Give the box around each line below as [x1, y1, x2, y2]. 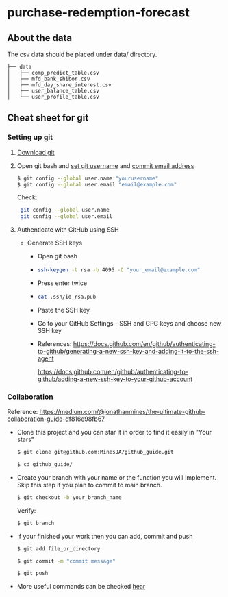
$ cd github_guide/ [16, 461, 73, 468]
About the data [7, 32, 73, 44]
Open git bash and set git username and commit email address [16, 161, 194, 169]
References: [37, 339, 72, 348]
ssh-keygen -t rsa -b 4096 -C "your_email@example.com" [37, 267, 201, 273]
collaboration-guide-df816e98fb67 [7, 415, 105, 423]
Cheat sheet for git [7, 112, 89, 124]
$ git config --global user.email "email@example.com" [16, 181, 177, 188]
